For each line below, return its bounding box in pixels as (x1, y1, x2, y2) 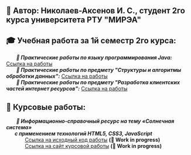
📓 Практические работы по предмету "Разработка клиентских (16, 79, 180, 86)
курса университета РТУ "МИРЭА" (6, 15, 142, 25)
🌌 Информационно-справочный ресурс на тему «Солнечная (16, 118, 175, 125)
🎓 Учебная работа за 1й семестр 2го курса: (6, 36, 177, 46)
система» (6, 124, 32, 131)
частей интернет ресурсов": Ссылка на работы (6, 85, 128, 92)
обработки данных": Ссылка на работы (6, 73, 108, 80)
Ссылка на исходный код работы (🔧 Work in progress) (25, 136, 161, 143)
